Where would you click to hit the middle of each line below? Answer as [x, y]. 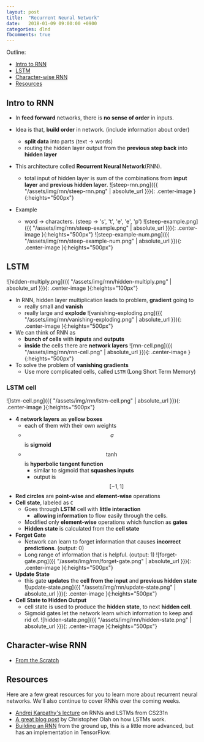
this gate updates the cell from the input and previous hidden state [111, 581]
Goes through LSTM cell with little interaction [82, 509]
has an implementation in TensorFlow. [63, 732]
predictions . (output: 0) [54, 548]
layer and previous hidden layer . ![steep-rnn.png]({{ [91, 184]
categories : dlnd [28, 29]
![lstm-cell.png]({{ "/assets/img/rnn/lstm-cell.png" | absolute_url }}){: [93, 401]
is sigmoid [38, 445]
